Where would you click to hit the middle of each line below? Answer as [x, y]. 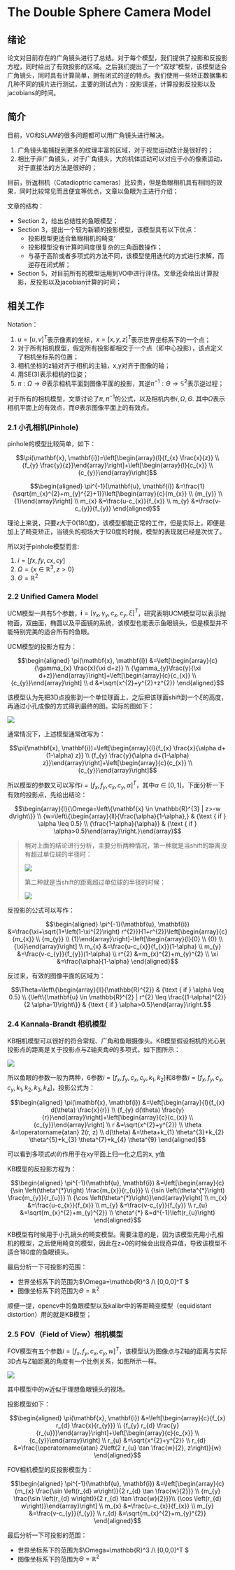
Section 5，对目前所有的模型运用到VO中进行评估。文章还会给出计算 [115, 273]
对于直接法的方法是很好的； [57, 167]
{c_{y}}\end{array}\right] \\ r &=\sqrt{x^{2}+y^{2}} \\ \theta [117, 1125]
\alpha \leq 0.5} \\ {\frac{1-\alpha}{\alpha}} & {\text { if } [117, 824]
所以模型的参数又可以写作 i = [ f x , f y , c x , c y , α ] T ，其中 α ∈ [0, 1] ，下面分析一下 [116, 785]
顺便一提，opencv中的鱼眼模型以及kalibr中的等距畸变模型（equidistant [109, 1306]
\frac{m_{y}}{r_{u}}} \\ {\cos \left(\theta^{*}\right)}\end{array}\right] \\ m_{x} [117, 1198]
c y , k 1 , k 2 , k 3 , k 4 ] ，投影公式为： [51, 1088]
